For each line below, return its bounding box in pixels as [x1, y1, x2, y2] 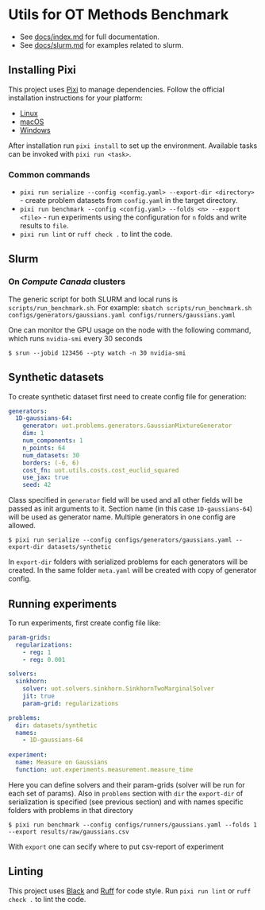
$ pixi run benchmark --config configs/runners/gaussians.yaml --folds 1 [8, 821, 258, 829]
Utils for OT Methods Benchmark [8, 6, 229, 24]
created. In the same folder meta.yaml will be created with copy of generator [8, 566, 257, 575]
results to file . [19, 221, 69, 231]
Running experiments [8, 597, 117, 610]
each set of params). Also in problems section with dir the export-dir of [8, 788, 244, 798]
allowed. [8, 521, 36, 531]
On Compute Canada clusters [8, 276, 125, 287]
